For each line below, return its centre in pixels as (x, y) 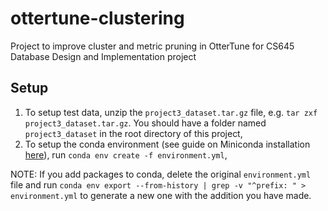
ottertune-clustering (97, 18)
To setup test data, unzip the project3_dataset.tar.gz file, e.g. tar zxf (171, 112)
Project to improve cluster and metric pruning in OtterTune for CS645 (152, 46)
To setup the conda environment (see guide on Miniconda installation (167, 144)
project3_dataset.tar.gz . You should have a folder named (145, 123)
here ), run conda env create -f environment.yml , (126, 154)
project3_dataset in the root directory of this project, (133, 133)
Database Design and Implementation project (103, 56)
